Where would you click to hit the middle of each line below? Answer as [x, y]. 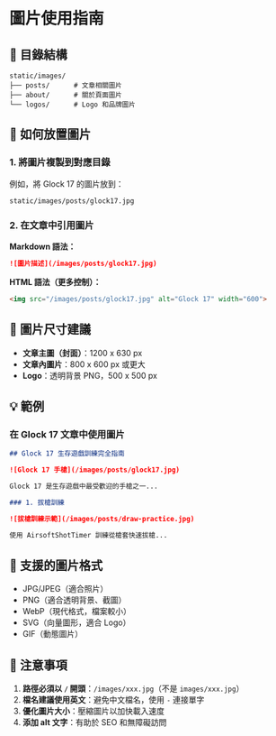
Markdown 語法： [43, 246]
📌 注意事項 [38, 665]
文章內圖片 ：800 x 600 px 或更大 [84, 364]
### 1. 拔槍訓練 [37, 502]
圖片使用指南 [57, 18]
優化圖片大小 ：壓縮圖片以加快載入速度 [93, 711]
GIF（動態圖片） [53, 634]
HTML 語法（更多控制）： [55, 281]
